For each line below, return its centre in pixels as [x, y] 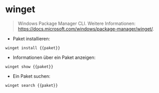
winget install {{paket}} [33, 48]
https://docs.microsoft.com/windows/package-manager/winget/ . [86, 28]
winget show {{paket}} [29, 67]
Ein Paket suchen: [32, 76]
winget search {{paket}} [32, 85]
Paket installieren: [31, 39]
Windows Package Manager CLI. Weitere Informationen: [77, 23]
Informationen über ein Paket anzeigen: [54, 57]
